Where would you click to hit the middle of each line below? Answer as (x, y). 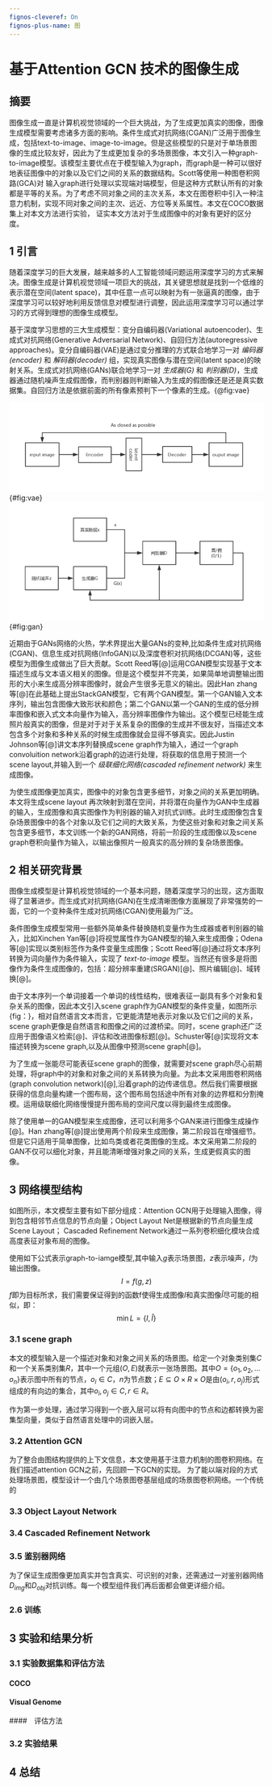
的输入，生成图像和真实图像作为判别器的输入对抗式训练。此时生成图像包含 (133, 811)
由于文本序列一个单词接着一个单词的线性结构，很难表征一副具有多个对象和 (133, 996)
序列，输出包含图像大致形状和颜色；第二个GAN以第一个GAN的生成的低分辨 (134, 704)
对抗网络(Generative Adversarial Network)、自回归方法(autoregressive (140, 340)
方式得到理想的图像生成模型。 (73, 313)
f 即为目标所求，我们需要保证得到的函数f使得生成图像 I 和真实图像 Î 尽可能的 (130, 1295)
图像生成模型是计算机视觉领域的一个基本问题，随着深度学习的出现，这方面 (133, 891)
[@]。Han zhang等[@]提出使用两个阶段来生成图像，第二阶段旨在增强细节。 (135, 1131)
